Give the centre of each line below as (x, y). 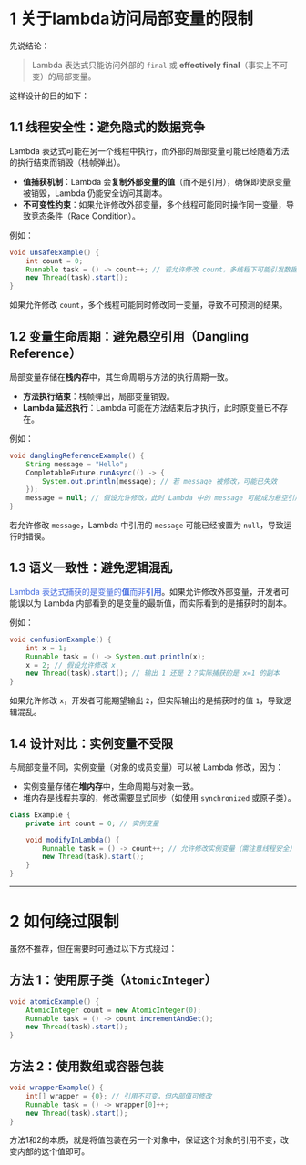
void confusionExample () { (61, 639)
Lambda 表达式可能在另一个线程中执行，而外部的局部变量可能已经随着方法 (149, 150)
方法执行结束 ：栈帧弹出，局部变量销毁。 (98, 396)
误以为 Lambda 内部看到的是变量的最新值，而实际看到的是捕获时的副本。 (154, 603)
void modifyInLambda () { (73, 840)
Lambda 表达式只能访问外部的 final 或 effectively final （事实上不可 (160, 65)
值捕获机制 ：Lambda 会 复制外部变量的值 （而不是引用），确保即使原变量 (157, 181)
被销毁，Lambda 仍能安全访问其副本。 (95, 193)
